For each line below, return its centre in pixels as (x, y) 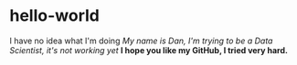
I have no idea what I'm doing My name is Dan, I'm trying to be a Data (141, 41)
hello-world (55, 16)
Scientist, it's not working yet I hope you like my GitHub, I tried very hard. (148, 50)
